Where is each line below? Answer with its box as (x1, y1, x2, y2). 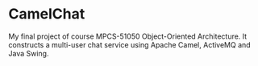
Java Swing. (8, 48, 49, 58)
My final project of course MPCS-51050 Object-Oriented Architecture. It (8, 31, 248, 41)
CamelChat (8, 5, 85, 23)
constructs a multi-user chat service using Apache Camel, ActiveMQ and (8, 39, 252, 49)
